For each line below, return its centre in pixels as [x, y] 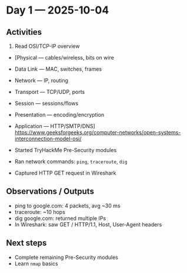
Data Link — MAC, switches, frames [58, 69]
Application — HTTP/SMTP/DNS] [55, 126]
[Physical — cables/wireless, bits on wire [64, 57]
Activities [24, 32]
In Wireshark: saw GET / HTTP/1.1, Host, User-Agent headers [88, 224]
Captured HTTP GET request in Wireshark [65, 173]
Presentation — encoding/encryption [59, 115]
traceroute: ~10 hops [40, 212]
